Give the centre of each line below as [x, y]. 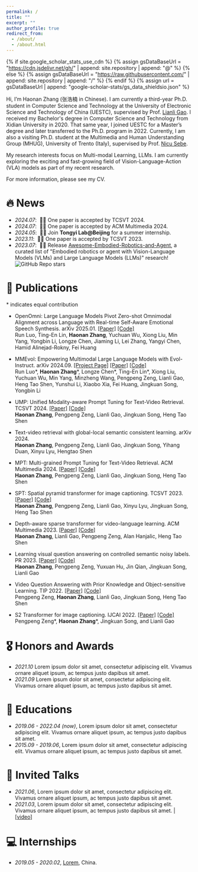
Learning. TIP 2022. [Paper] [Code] [58, 590]
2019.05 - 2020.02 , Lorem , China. [56, 862]
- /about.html [29, 45]
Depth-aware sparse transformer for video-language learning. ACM [97, 523]
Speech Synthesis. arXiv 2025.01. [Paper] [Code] [74, 328]
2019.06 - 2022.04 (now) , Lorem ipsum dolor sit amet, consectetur [96, 726]
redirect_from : [25, 34]
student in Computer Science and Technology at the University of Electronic [99, 106]
